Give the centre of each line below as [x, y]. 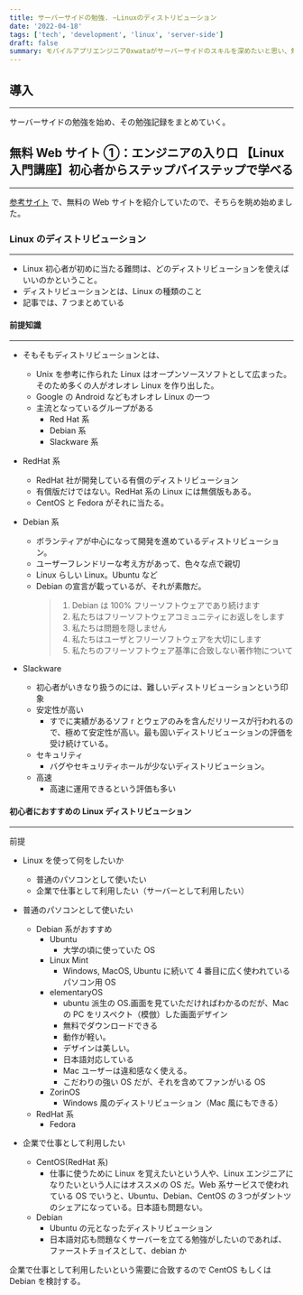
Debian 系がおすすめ [74, 930]
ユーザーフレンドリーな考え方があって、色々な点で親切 [138, 564]
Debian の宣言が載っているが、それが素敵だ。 [121, 587]
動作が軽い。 [87, 1037]
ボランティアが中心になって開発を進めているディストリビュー [150, 541]
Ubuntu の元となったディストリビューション [131, 1228]
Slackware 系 [74, 442]
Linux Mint [69, 960]
